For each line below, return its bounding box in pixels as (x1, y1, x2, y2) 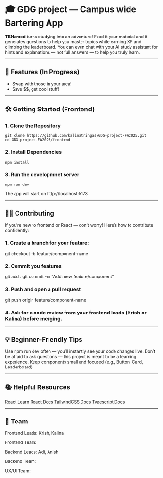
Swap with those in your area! (12, 81, 72, 87)
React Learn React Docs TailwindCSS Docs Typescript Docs (5, 399, 125, 404)
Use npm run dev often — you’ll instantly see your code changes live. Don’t (5, 349, 156, 354)
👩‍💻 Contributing (5, 209, 55, 218)
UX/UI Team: (5, 468, 31, 474)
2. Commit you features (5, 263, 62, 270)
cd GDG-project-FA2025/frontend (5, 137, 70, 143)
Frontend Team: (5, 440, 37, 445)
